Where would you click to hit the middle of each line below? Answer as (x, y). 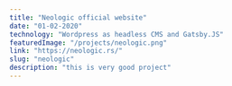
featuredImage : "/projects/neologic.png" (88, 43)
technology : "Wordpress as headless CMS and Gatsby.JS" (116, 34)
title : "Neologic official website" (78, 17)
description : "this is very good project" (90, 68)
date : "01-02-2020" (46, 26)
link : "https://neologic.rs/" (66, 51)
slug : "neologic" (42, 59)
